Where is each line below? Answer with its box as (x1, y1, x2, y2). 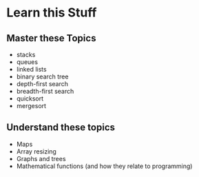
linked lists (16, 65, 47, 73)
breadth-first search (16, 87, 74, 95)
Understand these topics (6, 122, 115, 134)
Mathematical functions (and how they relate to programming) (16, 162, 193, 170)
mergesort (16, 102, 46, 110)
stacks (16, 50, 36, 59)
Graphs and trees (16, 154, 66, 163)
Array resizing (16, 147, 56, 156)
